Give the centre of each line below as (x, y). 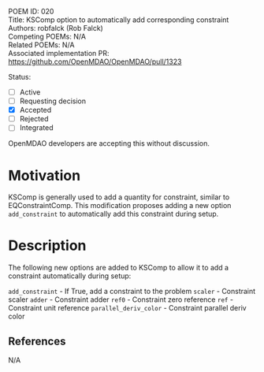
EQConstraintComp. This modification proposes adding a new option (120, 206)
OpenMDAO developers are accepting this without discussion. (109, 143)
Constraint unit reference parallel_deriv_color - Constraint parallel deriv (127, 308)
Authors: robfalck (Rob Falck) (56, 28)
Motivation (45, 175)
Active (30, 92)
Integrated (36, 128)
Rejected (34, 119)
